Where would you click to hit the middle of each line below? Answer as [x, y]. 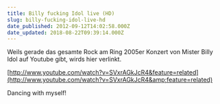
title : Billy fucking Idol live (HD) [61, 13]
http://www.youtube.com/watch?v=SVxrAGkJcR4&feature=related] [104, 73]
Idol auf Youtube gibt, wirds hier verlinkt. [64, 60]
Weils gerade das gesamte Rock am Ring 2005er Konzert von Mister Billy [110, 52]
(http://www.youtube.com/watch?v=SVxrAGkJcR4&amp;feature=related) [110, 80]
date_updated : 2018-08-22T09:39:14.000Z [66, 32]
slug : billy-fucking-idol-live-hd [57, 20]
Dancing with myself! [37, 93]
